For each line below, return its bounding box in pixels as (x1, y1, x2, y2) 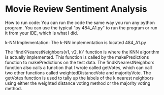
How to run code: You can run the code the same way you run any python (5, 20, 155, 25)
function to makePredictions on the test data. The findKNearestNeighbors (5, 59, 155, 65)
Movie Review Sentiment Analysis (5, 3, 147, 15)
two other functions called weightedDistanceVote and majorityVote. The (5, 70, 151, 75)
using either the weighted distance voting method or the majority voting (5, 80, 151, 86)
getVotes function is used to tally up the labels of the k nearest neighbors (5, 75, 154, 81)
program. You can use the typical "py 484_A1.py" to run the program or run (5, 24, 158, 30)
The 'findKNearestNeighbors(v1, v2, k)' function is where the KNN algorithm (5, 49, 160, 55)
